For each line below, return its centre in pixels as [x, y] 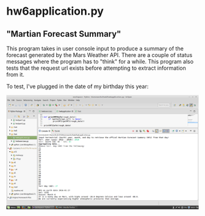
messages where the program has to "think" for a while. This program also [100, 61]
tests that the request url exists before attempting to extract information [96, 68]
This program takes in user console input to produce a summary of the [95, 48]
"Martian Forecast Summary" [64, 34]
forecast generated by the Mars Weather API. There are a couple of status [99, 55]
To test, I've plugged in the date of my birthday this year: [77, 86]
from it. [15, 74]
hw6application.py [55, 11]
